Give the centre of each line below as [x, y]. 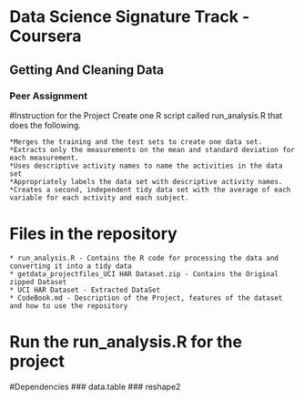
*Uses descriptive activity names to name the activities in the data [146, 166]
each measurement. [44, 158]
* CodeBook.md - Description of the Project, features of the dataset [146, 298]
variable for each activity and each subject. [99, 198]
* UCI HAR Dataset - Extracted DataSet [85, 290]
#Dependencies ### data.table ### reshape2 [95, 386]
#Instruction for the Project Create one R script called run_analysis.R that [146, 115]
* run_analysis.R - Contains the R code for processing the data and [144, 258]
